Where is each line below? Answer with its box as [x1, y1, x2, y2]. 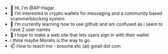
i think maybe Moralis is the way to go [10, 37, 90, 43]
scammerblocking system [10, 16, 65, 21]
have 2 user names [10, 26, 51, 33]
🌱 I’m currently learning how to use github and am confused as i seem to [10, 21, 163, 27]
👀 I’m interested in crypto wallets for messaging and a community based [10, 10, 162, 16]
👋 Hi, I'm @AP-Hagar [10, 5, 55, 11]
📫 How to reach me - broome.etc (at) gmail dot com [10, 43, 121, 49]
